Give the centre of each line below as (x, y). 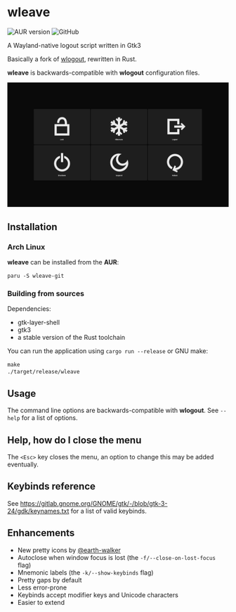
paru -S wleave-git (36, 276)
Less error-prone (42, 587)
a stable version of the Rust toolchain (71, 338)
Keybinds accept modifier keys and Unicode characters (98, 594)
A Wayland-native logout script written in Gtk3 (74, 45)
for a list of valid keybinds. (109, 511)
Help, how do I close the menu (74, 440)
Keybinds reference (52, 486)
